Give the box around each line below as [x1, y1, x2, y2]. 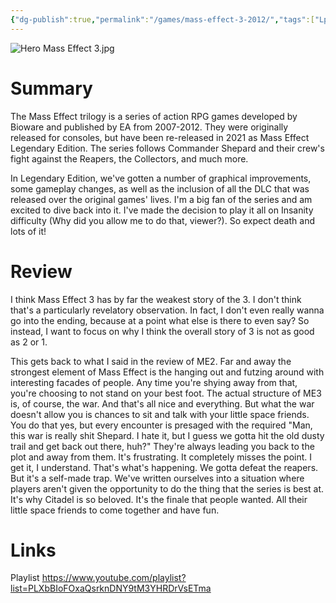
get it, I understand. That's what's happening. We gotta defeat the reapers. [10, 461, 319, 473]
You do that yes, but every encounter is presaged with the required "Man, [10, 419, 313, 431]
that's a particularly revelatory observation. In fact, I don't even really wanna [10, 304, 325, 316]
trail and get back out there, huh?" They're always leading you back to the [10, 440, 315, 452]
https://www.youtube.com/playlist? [41, 572, 187, 584]
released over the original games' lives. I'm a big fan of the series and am [10, 193, 313, 205]
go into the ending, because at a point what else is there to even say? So [10, 314, 310, 326]
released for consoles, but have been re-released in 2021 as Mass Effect [10, 131, 310, 143]
